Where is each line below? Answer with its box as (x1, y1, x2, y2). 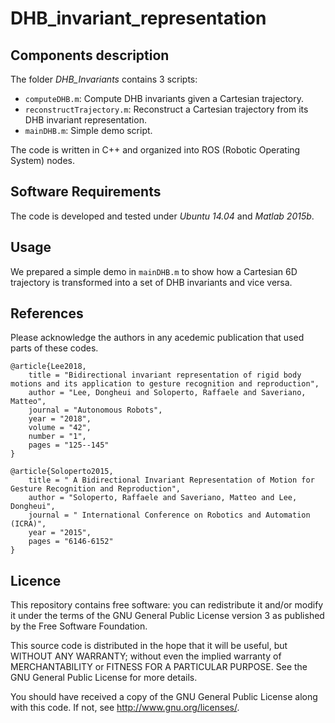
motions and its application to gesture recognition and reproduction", (10, 379, 320, 389)
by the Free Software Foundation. (10, 620, 148, 632)
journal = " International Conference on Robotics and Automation (28, 510, 311, 521)
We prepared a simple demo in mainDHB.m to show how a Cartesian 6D (10, 265, 298, 277)
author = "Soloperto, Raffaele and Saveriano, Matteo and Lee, (28, 493, 298, 503)
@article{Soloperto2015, (10, 467, 114, 477)
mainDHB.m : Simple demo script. (24, 125, 153, 136)
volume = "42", (28, 423, 92, 433)
